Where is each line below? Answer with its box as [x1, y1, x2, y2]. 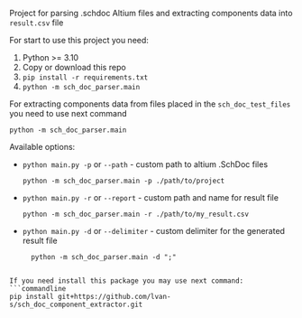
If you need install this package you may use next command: [9, 276, 244, 285]
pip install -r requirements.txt [22, 73, 149, 82]
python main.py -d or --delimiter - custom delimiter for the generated [22, 226, 286, 236]
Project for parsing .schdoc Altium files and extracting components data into [9, 8, 293, 18]
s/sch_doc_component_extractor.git [9, 300, 143, 309]
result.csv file [9, 17, 64, 28]
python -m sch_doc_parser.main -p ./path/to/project [22, 176, 225, 185]
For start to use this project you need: [9, 35, 149, 45]
